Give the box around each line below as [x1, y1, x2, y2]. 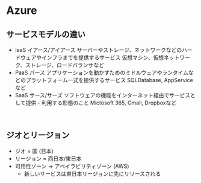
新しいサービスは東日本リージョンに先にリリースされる [23, 170, 161, 177]
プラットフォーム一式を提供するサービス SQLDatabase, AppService [25, 77, 194, 83]
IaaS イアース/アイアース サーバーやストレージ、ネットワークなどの [14, 47, 182, 53]
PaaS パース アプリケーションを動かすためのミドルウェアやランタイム [14, 69, 189, 76]
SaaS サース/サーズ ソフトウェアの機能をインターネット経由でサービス [14, 92, 191, 98]
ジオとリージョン [6, 130, 70, 141]
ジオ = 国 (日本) [14, 147, 54, 155]
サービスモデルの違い [6, 29, 85, 39]
